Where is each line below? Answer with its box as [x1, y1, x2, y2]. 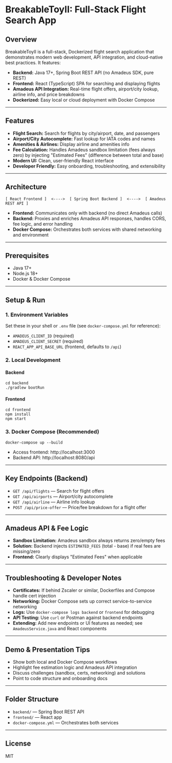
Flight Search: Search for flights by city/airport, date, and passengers [12, 130, 160, 136]
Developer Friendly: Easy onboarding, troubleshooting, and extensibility [12, 163, 165, 169]
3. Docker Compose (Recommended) [5, 428, 99, 435]
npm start [5, 416, 27, 422]
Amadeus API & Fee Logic [5, 523, 89, 533]
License [5, 739, 31, 748]
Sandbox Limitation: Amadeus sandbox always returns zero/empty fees [12, 537, 165, 543]
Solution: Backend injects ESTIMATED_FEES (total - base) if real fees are [12, 543, 161, 549]
